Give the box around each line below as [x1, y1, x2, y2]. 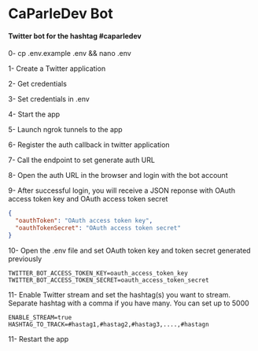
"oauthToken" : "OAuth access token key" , [15, 217, 153, 225]
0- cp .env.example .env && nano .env [8, 49, 131, 58]
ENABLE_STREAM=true [8, 313, 72, 321]
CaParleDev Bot [8, 5, 113, 23]
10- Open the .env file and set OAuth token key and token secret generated [8, 246, 251, 255]
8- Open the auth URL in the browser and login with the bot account [8, 171, 228, 180]
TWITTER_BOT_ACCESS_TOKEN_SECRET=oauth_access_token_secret [8, 276, 210, 284]
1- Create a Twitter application [8, 64, 106, 73]
